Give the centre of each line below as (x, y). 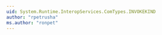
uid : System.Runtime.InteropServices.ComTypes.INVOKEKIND (81, 12)
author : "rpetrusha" (32, 17)
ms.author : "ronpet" (32, 23)
